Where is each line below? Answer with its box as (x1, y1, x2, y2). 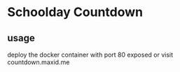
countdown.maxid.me (7, 58, 70, 66)
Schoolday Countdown (7, 4, 144, 20)
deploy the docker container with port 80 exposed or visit (7, 50, 174, 59)
